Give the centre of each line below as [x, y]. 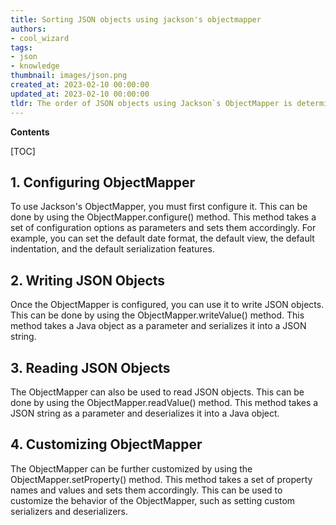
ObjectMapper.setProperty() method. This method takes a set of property [161, 479]
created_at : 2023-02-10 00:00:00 [80, 85]
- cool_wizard [40, 38]
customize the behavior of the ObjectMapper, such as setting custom [153, 500]
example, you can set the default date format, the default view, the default [162, 238]
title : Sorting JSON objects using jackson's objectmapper [136, 19]
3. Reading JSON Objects [90, 367]
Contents [30, 132]
